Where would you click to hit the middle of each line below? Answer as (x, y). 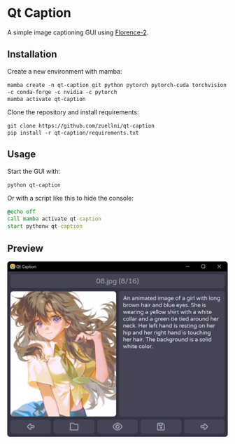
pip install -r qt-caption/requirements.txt (73, 133)
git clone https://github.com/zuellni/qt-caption (81, 126)
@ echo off (22, 212)
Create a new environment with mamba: (65, 71)
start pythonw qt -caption (45, 227)
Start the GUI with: (34, 171)
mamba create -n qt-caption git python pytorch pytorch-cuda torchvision (117, 85)
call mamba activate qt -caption (54, 219)
